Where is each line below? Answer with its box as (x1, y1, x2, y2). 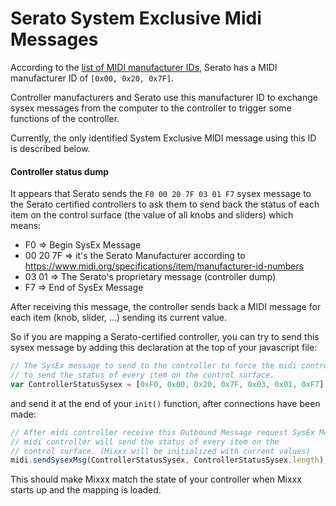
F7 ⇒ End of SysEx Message (24, 282, 144, 294)
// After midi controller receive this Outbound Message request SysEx (10, 427, 315, 437)
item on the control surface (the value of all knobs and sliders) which (10, 209, 294, 221)
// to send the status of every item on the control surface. (10, 370, 275, 381)
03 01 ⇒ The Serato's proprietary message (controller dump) (24, 271, 277, 283)
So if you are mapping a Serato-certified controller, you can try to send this (10, 331, 320, 343)
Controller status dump (10, 165, 109, 177)
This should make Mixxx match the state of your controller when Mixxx (10, 473, 302, 486)
